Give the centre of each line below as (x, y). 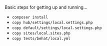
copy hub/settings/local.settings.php (52, 22)
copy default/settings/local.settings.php (57, 28)
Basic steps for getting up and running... (46, 7)
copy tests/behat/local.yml (41, 38)
